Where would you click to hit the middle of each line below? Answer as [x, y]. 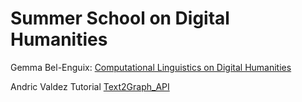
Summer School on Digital [120, 18]
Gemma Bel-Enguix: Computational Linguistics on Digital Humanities [151, 67]
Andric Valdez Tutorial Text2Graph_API [90, 86]
